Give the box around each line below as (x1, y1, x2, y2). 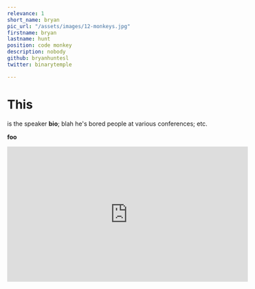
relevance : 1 (7, 10, 45, 17)
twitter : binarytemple (7, 61, 72, 68)
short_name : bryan (7, 16, 60, 23)
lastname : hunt (7, 36, 51, 43)
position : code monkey (7, 42, 72, 49)
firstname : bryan (7, 29, 57, 36)
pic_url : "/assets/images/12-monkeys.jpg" (7, 23, 131, 30)
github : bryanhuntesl (7, 55, 69, 62)
